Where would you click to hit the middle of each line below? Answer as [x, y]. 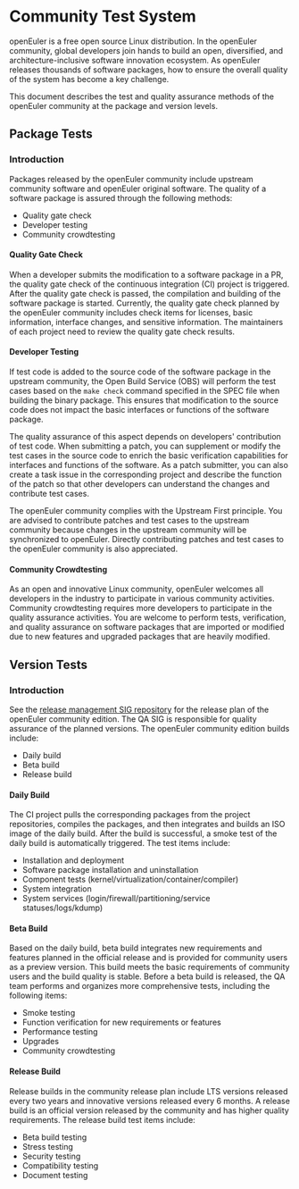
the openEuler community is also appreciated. [94, 549]
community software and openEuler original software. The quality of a [138, 188]
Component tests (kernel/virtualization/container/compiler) [130, 879]
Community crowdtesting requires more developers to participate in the [141, 608]
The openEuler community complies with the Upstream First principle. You [146, 511]
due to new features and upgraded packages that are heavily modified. [140, 637]
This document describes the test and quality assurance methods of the [142, 96]
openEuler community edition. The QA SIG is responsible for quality [133, 719]
